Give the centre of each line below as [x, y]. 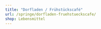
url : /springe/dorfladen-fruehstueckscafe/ [51, 14]
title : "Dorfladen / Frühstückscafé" [44, 10]
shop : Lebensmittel [25, 19]
